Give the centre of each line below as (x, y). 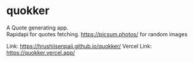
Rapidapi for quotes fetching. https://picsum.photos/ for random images (97, 34)
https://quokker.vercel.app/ (41, 52)
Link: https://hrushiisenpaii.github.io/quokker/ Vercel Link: (79, 46)
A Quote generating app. (37, 28)
